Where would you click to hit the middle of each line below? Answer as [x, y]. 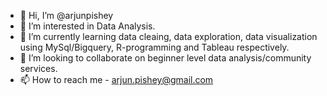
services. [38, 68]
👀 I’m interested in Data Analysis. [87, 26]
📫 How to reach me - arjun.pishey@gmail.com [116, 79]
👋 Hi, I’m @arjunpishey [66, 15]
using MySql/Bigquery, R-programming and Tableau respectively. [154, 47]
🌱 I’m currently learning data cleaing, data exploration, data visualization [168, 36]
